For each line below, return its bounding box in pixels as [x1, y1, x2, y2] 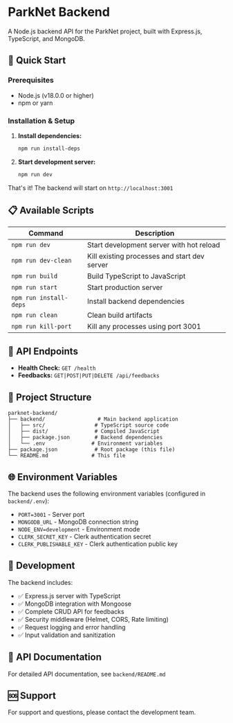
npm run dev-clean [11, 257, 72, 264]
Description [135, 228, 175, 238]
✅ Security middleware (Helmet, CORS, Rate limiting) [17, 615, 169, 623]
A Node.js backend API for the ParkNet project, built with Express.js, [8, 27, 203, 35]
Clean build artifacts [86, 310, 153, 320]
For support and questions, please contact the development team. [8, 708, 196, 717]
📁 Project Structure [8, 391, 92, 403]
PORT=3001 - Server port [17, 510, 85, 518]
